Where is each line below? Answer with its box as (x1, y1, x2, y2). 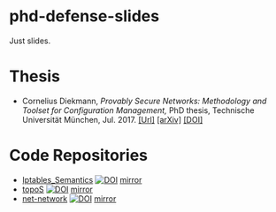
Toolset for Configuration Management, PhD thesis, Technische (21, 104, 255, 116)
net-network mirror (21, 193, 117, 204)
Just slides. (9, 35, 51, 46)
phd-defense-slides (9, 6, 160, 26)
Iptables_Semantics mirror (21, 174, 142, 185)
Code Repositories (9, 146, 149, 165)
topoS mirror (21, 184, 93, 194)
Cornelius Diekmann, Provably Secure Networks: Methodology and (21, 95, 267, 106)
